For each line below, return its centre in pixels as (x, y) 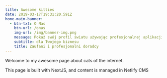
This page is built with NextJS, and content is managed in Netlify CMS (77, 70)
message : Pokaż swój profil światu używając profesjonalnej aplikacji (89, 38)
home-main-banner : (24, 19)
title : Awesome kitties (30, 10)
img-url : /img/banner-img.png (45, 33)
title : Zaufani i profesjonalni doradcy (56, 46)
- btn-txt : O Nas (28, 23)
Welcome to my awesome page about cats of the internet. (65, 60)
